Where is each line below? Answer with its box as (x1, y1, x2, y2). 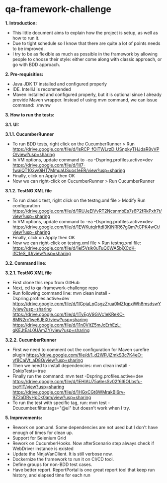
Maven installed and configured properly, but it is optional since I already (12, 91, 162, 97)
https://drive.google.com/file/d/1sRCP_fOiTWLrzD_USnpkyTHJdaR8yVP (12, 146, 160, 152)
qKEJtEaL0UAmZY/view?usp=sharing (12, 327, 90, 333)
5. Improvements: (5, 415, 43, 421)
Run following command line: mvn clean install (12, 290, 108, 296)
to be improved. (12, 45, 45, 51)
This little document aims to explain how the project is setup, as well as (12, 29, 158, 35)
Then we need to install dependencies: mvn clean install (12, 362, 128, 368)
